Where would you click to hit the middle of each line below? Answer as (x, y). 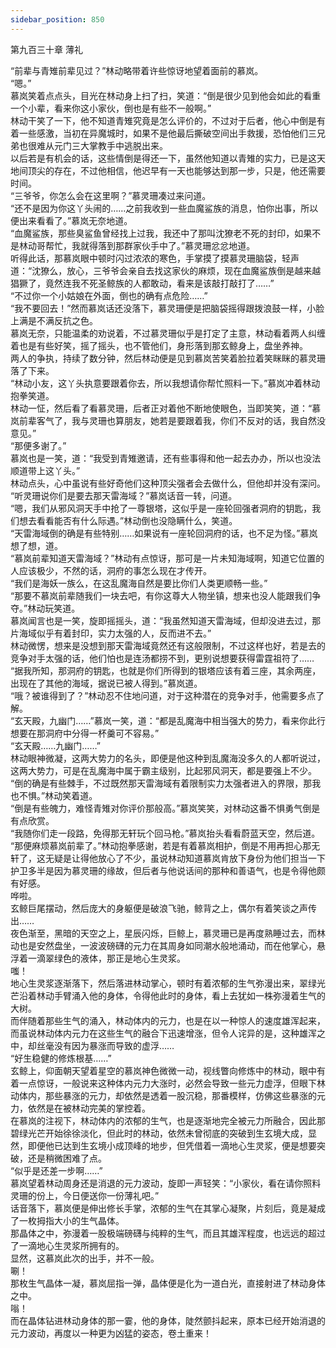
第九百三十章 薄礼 (46, 49)
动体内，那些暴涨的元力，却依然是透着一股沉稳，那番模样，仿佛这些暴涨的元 (168, 1095)
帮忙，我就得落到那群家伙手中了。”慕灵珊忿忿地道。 (150, 245)
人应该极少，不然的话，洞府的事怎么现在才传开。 (111, 570)
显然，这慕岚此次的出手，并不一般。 (85, 1258)
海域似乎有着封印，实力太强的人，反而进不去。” (115, 633)
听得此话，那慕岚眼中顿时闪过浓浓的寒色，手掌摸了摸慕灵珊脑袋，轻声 (155, 258)
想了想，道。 (36, 545)
